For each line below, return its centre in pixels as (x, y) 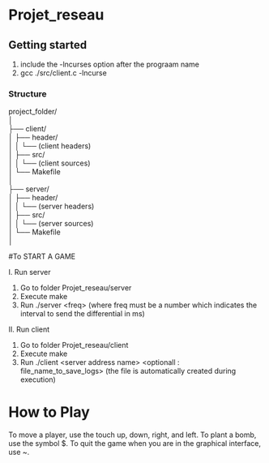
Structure (28, 93)
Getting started (48, 45)
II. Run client (29, 329)
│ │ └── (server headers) (51, 206)
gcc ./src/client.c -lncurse (63, 73)
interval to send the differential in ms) (83, 314)
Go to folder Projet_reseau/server (76, 288)
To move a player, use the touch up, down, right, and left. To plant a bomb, (132, 435)
